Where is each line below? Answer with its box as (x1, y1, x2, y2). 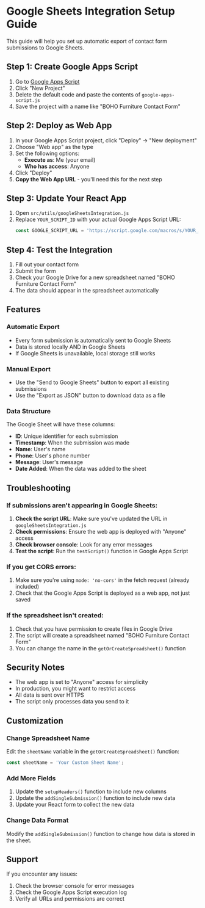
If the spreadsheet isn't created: (6, 611, 104, 620)
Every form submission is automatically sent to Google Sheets (15, 336, 171, 344)
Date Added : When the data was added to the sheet (15, 465, 146, 473)
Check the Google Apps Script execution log (15, 888, 127, 896)
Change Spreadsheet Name (6, 734, 90, 743)
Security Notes (6, 663, 65, 673)
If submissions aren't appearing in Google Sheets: (6, 501, 157, 509)
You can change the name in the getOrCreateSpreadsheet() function (15, 644, 186, 652)
